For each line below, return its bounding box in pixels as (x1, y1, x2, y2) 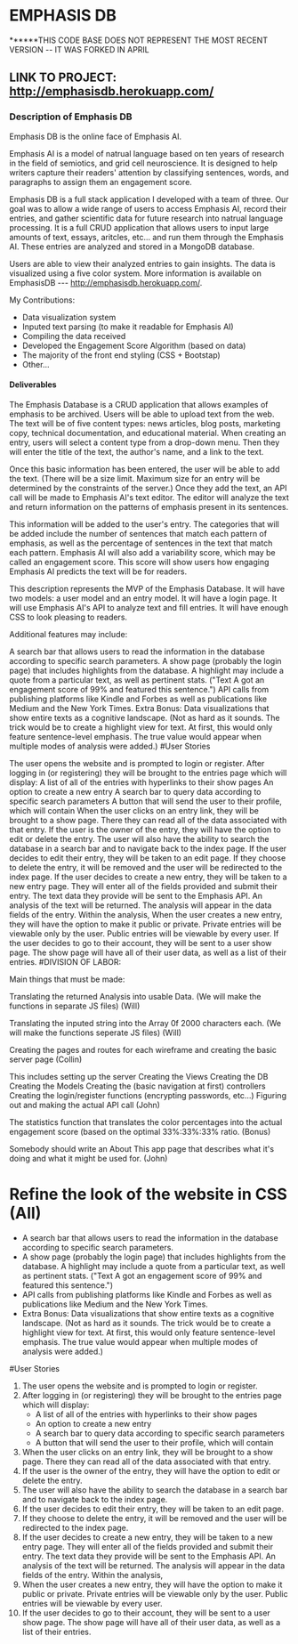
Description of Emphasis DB (9, 110, 133, 123)
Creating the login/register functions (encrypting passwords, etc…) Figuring (9, 1089, 287, 1100)
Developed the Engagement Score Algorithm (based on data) (21, 340, 246, 351)
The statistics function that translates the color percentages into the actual (9, 1116, 283, 1127)
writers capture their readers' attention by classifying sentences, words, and (9, 166, 289, 178)
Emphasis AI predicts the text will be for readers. (9, 566, 188, 577)
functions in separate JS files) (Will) (9, 1000, 141, 1011)
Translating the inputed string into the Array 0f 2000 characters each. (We (9, 1017, 282, 1028)
